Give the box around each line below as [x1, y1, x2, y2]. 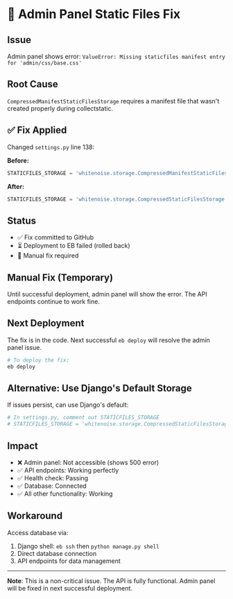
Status [7, 214, 37, 226]
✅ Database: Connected [17, 482, 87, 490]
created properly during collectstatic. [7, 104, 113, 112]
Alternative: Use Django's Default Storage [7, 382, 192, 394]
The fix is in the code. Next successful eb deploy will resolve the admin [7, 336, 210, 344]
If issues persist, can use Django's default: [7, 400, 129, 409]
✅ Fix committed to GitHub [17, 233, 94, 242]
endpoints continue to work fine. [7, 298, 101, 305]
